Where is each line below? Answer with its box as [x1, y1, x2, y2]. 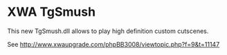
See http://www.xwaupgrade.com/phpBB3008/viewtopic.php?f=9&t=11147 [7, 40, 220, 48]
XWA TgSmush [7, 4, 96, 20]
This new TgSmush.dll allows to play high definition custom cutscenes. [7, 27, 209, 35]
